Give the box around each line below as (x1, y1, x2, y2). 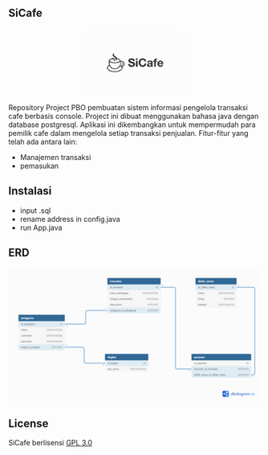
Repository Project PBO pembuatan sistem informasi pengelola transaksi (8, 103, 249, 113)
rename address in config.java (19, 214, 120, 223)
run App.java (19, 223, 63, 232)
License (8, 416, 49, 430)
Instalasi (8, 184, 52, 198)
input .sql (19, 205, 51, 215)
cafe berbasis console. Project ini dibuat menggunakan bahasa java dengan (8, 112, 259, 121)
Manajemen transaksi (19, 153, 91, 162)
